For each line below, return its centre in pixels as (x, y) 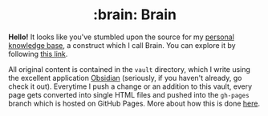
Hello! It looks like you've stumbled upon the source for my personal (122, 37)
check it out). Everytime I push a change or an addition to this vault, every (130, 86)
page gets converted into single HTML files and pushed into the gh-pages (129, 94)
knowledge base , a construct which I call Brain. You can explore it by (122, 45)
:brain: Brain (135, 15)
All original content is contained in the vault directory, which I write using (130, 69)
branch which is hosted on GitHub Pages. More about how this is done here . (134, 103)
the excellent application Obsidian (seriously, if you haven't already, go (125, 78)
